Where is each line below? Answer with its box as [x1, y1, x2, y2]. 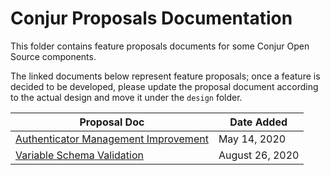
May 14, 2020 [218, 132, 287, 146]
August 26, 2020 [218, 148, 300, 162]
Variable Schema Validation [15, 148, 144, 162]
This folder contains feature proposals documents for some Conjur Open [10, 40, 310, 52]
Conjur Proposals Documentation [10, 7, 293, 30]
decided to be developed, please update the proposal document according [10, 80, 319, 92]
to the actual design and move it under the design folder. [10, 91, 243, 103]
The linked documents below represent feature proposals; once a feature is [10, 70, 321, 82]
